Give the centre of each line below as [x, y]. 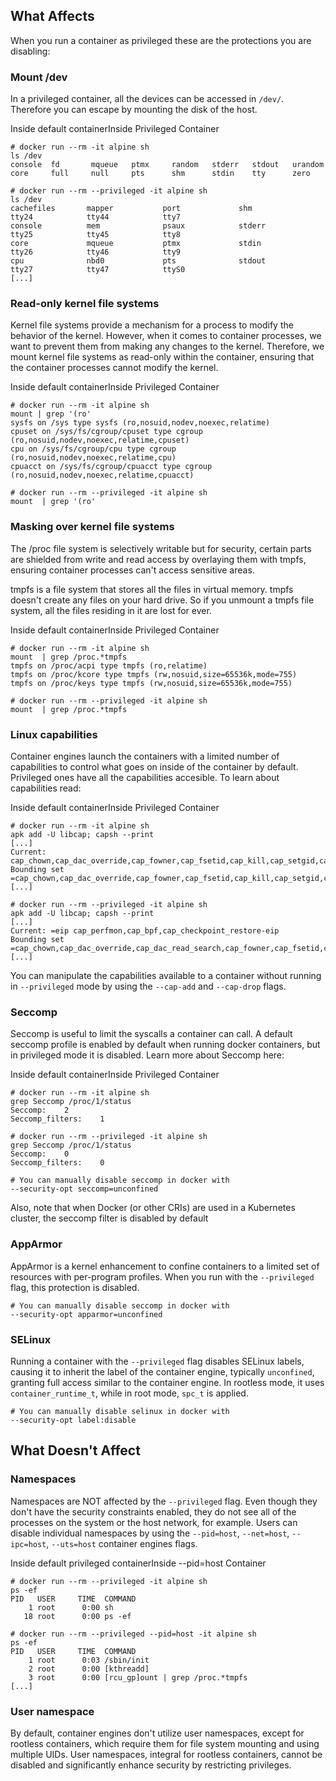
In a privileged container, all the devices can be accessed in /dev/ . [147, 99]
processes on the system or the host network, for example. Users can [154, 1522]
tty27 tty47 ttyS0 [98, 270]
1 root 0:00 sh [71, 1607]
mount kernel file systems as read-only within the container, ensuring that [162, 357]
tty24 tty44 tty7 [96, 217]
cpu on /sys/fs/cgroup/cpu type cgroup [93, 449]
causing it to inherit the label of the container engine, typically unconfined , [162, 1371]
